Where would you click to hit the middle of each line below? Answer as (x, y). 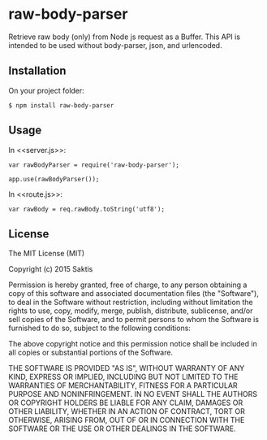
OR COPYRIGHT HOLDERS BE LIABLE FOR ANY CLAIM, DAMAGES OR (126, 403)
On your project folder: (47, 90)
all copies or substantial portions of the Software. (90, 353)
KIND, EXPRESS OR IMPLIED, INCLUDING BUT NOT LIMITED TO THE (123, 377)
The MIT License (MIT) (47, 254)
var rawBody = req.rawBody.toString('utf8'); (86, 209)
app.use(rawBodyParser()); (54, 179)
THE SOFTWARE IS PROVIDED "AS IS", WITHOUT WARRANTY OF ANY (127, 368)
